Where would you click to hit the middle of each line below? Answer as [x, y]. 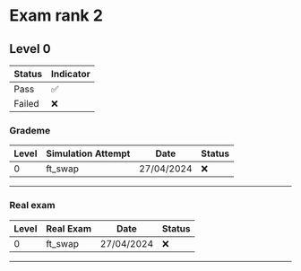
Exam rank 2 [56, 16]
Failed [26, 104]
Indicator [71, 74]
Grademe [30, 130]
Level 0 [30, 49]
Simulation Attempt [88, 153]
